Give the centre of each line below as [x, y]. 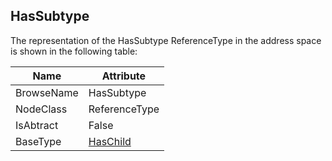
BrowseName [47, 92]
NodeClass [41, 109]
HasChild [110, 141]
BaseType [38, 141]
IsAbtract [37, 125]
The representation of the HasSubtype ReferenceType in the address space [166, 40]
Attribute [124, 76]
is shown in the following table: [74, 51]
